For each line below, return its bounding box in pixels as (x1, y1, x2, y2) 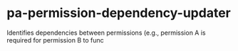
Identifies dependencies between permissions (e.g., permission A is (6, 28, 206, 37)
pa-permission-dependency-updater (6, 5, 231, 21)
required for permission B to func (6, 35, 104, 44)
